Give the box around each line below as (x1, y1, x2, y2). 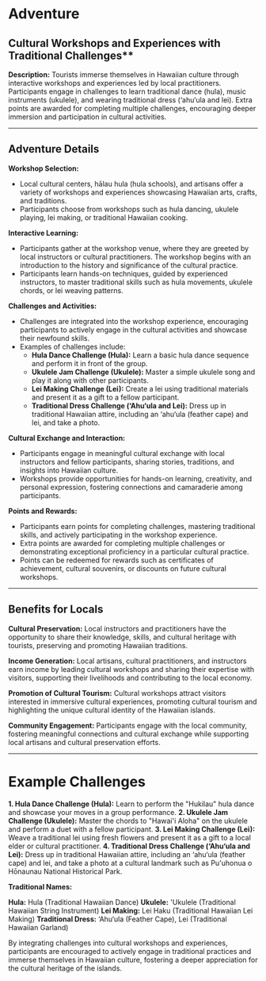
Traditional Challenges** (8, 48, 135, 62)
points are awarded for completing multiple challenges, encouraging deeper (8, 104, 256, 113)
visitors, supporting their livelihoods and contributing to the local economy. (8, 673, 253, 682)
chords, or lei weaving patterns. (19, 285, 124, 295)
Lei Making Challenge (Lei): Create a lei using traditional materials (31, 384, 249, 393)
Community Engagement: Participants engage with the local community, (8, 720, 248, 730)
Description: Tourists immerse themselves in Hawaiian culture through (8, 70, 239, 79)
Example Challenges (8, 772, 146, 790)
